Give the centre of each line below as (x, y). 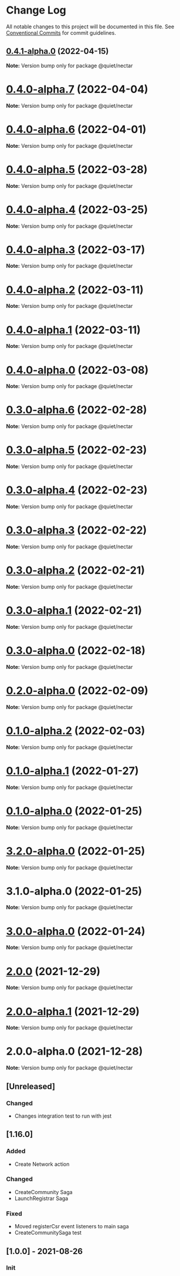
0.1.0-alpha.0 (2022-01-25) (74, 811)
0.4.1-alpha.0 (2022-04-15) (57, 52)
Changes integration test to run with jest (63, 1116)
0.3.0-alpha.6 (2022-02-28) (77, 410)
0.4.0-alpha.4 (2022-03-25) (77, 209)
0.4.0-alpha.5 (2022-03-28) (77, 169)
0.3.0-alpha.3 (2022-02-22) (77, 530)
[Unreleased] (31, 1086)
